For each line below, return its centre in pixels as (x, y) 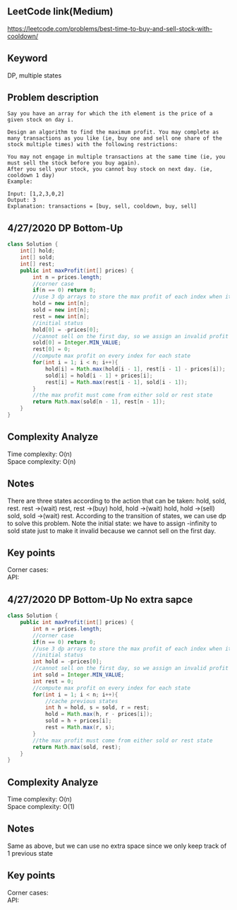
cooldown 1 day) (31, 176)
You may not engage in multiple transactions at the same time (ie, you (116, 157)
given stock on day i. (41, 120)
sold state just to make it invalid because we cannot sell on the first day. (112, 531)
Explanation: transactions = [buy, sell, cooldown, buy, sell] (102, 206)
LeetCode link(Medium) (60, 12)
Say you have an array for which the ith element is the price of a (110, 114)
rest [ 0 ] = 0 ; (52, 349)
